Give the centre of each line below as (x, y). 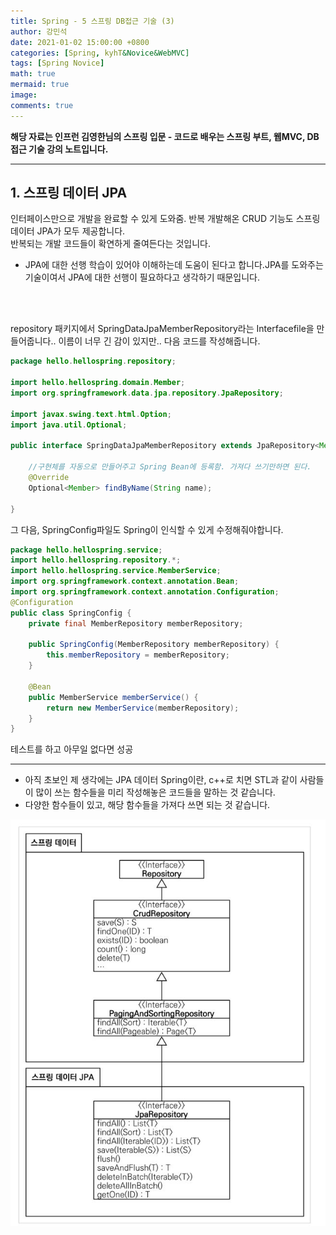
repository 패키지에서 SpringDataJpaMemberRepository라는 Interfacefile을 (162, 329)
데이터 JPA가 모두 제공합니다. (68, 231)
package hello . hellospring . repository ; (93, 361)
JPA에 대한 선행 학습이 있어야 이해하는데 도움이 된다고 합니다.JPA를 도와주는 (174, 265)
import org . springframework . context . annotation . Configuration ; (145, 592)
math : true (33, 74)
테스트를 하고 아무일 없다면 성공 (72, 749)
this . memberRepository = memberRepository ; (138, 655)
